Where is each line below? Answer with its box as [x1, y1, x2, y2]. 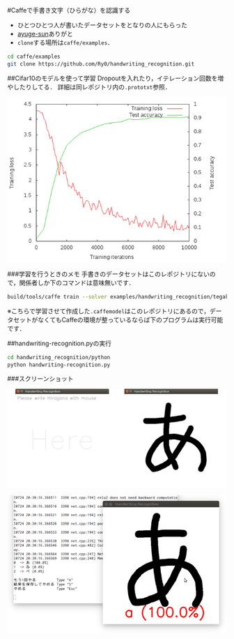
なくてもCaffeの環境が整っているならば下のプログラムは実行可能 [37, 315, 224, 324]
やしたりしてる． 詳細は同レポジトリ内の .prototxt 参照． [7, 82, 171, 91]
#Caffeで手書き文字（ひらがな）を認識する [7, 6, 131, 14]
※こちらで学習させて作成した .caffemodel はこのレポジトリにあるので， [7, 306, 210, 315]
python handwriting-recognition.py [7, 361, 111, 368]
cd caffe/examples [7, 53, 61, 60]
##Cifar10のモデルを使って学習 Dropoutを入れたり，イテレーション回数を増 [7, 74, 224, 82]
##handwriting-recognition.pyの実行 [7, 339, 111, 347]
